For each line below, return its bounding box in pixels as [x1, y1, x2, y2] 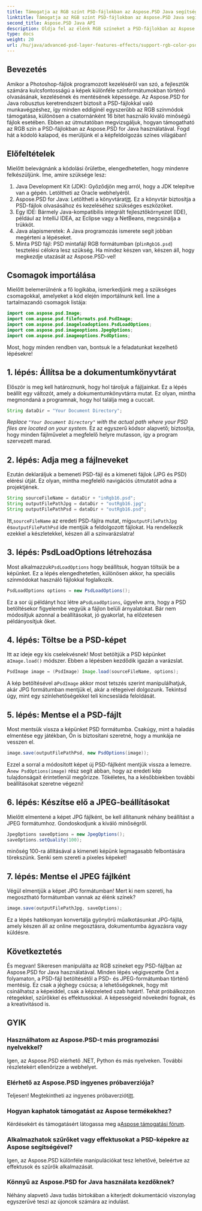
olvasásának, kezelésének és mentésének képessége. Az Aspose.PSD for [7, 93, 189, 100]
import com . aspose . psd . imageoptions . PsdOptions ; [7, 332, 131, 339]
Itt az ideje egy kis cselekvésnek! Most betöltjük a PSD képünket [7, 651, 166, 658]
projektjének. [7, 483, 40, 491]
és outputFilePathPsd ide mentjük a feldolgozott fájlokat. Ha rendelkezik [7, 523, 183, 531]
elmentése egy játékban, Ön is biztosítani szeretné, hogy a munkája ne [7, 732, 182, 739]
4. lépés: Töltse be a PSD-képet [7, 635, 127, 645]
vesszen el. [7, 738, 35, 746]
